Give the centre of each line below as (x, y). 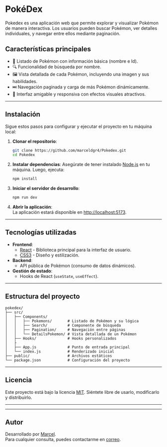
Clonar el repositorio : (35, 141)
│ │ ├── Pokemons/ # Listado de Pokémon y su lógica (72, 321)
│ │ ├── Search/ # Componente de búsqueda (63, 325)
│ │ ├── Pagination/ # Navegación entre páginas (65, 330)
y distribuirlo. (19, 397)
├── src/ (14, 312)
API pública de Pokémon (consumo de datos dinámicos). (78, 266)
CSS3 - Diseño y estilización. (49, 255)
